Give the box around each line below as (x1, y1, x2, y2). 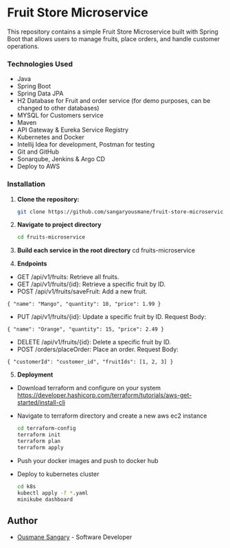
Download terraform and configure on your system (16, 384, 161, 392)
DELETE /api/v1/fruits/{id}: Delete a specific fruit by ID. (16, 338, 172, 346)
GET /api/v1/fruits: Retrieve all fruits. (16, 273, 119, 281)
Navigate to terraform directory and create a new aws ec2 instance (16, 412, 207, 420)
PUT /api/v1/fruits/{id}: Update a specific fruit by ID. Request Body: (16, 313, 207, 321)
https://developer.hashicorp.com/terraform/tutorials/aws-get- (16, 391, 192, 399)
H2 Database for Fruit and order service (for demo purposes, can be (16, 97, 211, 105)
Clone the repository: (16, 195, 80, 203)
